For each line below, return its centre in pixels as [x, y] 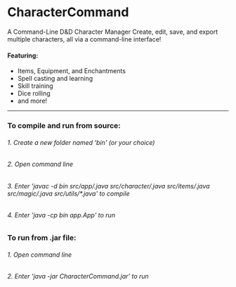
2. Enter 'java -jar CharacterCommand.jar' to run [78, 276]
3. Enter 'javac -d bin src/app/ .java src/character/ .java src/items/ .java [109, 186]
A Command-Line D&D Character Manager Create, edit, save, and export [113, 32]
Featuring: [23, 55]
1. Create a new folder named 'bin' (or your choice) [81, 142]
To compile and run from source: [64, 126]
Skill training [35, 86]
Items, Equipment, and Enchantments [72, 71]
